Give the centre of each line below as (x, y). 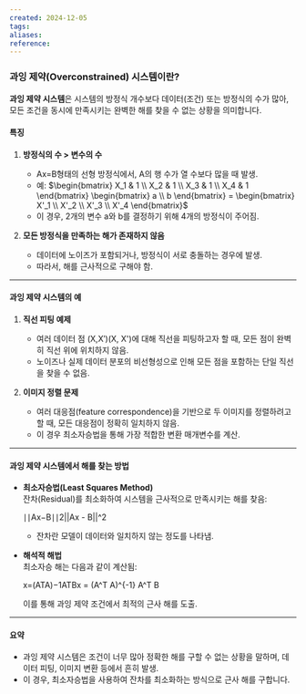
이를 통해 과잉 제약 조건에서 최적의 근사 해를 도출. (110, 604)
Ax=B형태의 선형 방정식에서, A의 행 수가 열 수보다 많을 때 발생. (147, 173)
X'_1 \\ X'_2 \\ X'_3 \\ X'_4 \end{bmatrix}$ (112, 205)
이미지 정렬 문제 (51, 392)
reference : (30, 43)
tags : (20, 26)
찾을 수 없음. (68, 373)
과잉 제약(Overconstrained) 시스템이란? (95, 77)
